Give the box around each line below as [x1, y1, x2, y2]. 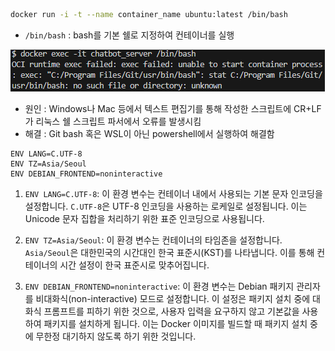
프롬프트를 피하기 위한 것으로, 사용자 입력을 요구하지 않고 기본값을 [43, 305, 300, 317]
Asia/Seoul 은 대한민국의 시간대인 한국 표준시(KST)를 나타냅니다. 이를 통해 [24, 246, 315, 258]
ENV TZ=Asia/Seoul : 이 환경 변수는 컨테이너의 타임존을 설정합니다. [24, 234, 283, 246]
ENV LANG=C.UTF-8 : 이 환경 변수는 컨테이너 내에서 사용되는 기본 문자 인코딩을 [24, 187, 323, 199]
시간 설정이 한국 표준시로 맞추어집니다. [59, 259, 210, 271]
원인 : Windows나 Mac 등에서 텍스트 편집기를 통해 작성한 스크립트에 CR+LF [24, 102, 322, 114]
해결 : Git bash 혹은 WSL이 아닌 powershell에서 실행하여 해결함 [24, 127, 275, 139]
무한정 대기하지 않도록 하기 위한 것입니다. [35, 330, 197, 342]
